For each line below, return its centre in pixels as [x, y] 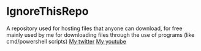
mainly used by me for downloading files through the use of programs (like [100, 34]
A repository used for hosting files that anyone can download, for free [94, 28]
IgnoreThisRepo [47, 11]
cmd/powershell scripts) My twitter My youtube [66, 41]
